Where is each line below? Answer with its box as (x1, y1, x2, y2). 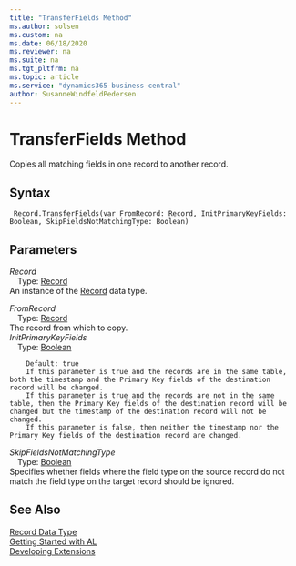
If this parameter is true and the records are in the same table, (26, 368, 287, 377)
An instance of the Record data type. (9, 286, 148, 297)
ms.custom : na (9, 30, 64, 39)
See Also (9, 502, 61, 518)
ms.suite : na (9, 56, 59, 65)
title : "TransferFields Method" (9, 13, 132, 23)
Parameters (9, 242, 77, 258)
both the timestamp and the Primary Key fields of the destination (9, 375, 271, 385)
